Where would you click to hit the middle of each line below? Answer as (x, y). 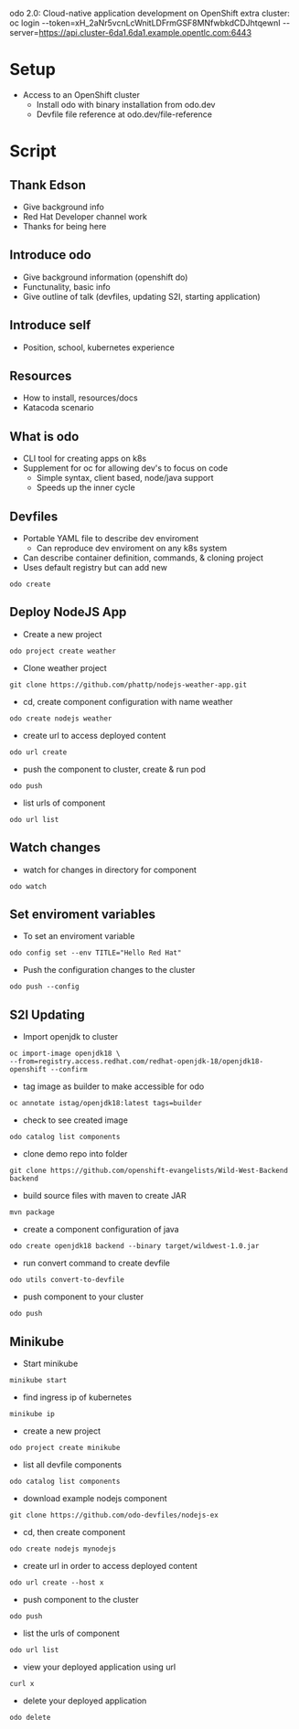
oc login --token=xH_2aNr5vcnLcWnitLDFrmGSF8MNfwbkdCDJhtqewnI (145, 23)
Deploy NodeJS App (68, 612)
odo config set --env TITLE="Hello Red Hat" (96, 953)
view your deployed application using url (99, 1667)
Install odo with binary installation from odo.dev (126, 104)
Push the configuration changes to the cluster (109, 970)
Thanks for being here (64, 226)
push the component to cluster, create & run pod (114, 769)
